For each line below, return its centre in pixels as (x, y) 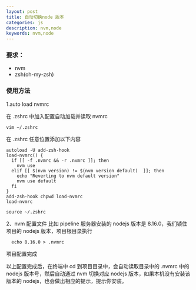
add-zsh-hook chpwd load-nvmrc (44, 196)
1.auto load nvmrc (28, 104)
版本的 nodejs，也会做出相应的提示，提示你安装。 (67, 281)
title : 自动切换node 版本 (35, 17)
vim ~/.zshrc (22, 127)
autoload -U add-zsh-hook (38, 150)
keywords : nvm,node (30, 34)
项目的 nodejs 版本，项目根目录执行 (49, 231)
